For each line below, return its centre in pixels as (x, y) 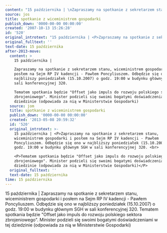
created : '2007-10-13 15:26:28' (39, 28)
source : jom (22, 106)
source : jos (17, 14)
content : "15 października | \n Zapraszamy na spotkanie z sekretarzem (80, 10)
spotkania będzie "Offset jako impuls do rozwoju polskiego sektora (74, 215)
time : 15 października (29, 179)
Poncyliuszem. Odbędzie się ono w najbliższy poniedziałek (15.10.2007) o (80, 204)
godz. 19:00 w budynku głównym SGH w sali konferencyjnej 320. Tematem (82, 209)
